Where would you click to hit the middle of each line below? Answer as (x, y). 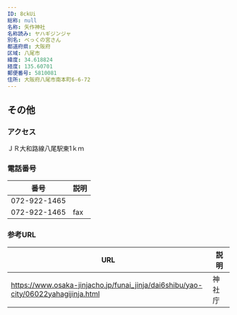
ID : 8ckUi (22, 14)
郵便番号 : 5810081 (32, 73)
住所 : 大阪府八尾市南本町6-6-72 (49, 79)
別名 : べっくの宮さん (34, 40)
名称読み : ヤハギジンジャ (39, 34)
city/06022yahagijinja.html (55, 294)
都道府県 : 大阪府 (29, 47)
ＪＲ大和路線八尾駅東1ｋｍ (46, 148)
